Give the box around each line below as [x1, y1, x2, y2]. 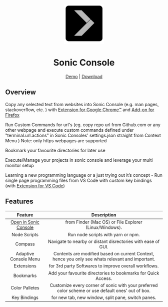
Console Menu [9, 256, 40, 262]
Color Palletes [10, 285, 39, 291]
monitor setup [5, 162, 34, 168]
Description [91, 212, 116, 218]
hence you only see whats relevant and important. [52, 256, 155, 262]
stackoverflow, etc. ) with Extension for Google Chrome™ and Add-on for [5, 107, 154, 113]
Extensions [13, 263, 36, 269]
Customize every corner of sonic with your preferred [49, 282, 158, 288]
